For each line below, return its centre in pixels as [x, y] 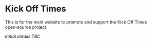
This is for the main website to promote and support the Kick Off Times [76, 22]
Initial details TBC [23, 36]
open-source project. [26, 27]
